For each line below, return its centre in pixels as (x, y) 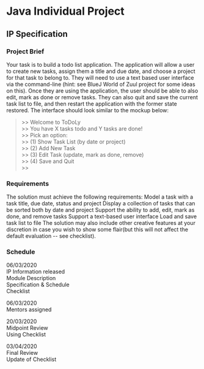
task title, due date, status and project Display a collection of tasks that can (101, 204)
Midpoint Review (27, 328)
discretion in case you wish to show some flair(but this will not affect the (97, 230)
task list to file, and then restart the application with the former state (92, 104)
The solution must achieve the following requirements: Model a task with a (100, 197)
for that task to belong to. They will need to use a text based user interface (100, 77)
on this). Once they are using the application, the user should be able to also (102, 91)
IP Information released (36, 272)
